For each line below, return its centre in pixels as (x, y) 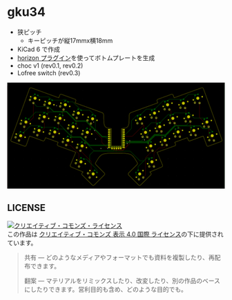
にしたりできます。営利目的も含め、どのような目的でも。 (106, 289)
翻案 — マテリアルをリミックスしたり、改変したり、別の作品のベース (122, 281)
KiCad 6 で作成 (39, 49)
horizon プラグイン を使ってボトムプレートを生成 (86, 58)
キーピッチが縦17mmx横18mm (70, 40)
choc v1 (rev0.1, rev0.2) (50, 66)
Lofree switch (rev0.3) (49, 72)
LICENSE (27, 208)
